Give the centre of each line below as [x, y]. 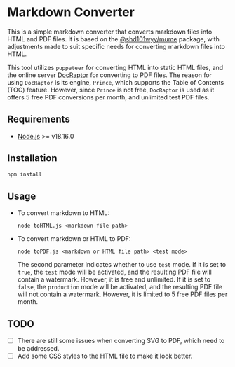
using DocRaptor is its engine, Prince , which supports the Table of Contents [116, 82]
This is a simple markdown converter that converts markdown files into [110, 32]
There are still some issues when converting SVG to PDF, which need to [121, 341]
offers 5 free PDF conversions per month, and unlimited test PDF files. [108, 97]
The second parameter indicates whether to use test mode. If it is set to [122, 265]
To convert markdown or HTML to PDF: [74, 239]
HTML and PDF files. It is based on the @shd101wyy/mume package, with [113, 39]
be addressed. [38, 349]
